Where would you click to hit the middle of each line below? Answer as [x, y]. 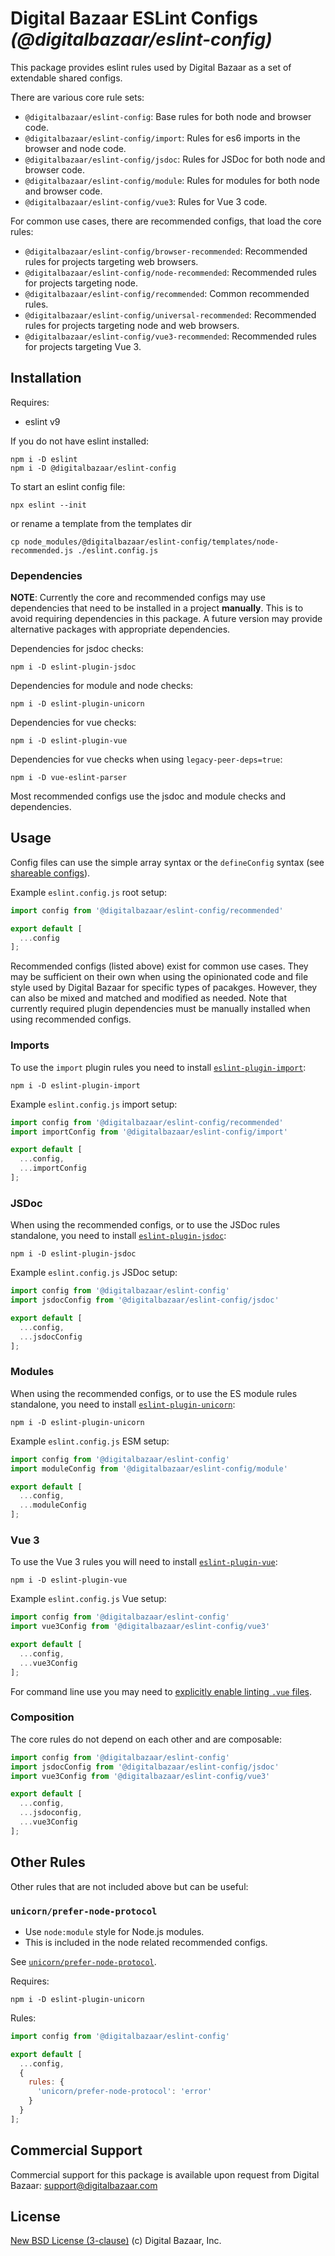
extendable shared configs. [66, 78]
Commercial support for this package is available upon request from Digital [165, 2174]
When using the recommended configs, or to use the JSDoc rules [145, 1225]
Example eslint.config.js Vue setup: [88, 1599]
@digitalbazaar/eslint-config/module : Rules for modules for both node [172, 180]
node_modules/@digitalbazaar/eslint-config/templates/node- [151, 542]
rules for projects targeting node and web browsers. [132, 325]
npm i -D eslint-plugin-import [75, 1085]
